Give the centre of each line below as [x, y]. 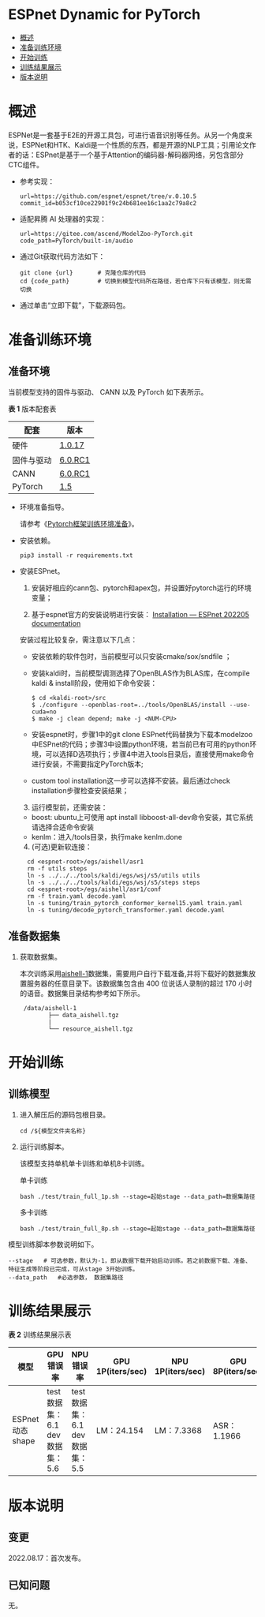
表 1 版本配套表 [32, 409]
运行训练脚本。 [44, 1147]
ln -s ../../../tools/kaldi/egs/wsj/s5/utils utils [114, 875]
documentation [56, 623]
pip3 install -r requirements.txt [76, 555]
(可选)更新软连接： [62, 847]
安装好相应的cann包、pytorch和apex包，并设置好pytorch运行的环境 [142, 588]
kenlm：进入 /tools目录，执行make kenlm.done [107, 837]
